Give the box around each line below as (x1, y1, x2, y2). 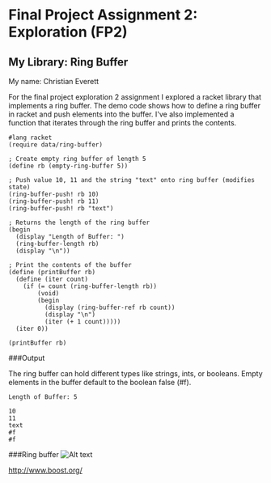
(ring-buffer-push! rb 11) (8, 197, 100, 205)
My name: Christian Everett (8, 77, 100, 86)
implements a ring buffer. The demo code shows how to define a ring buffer (8, 101, 261, 110)
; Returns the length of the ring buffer (8, 218, 150, 227)
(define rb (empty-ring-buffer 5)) (8, 162, 129, 170)
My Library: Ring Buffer (8, 55, 129, 69)
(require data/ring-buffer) (8, 141, 104, 149)
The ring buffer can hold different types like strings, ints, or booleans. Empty (8, 369, 263, 378)
